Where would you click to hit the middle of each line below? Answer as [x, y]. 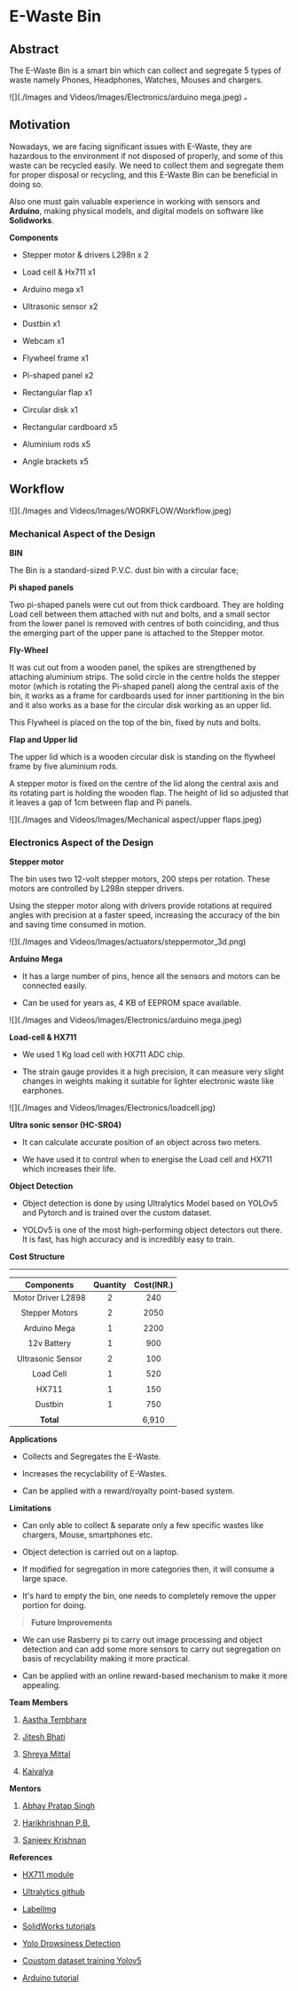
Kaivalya [38, 1772]
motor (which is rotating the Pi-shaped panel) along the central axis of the [144, 686]
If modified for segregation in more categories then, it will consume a [148, 1569]
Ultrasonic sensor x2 [60, 306]
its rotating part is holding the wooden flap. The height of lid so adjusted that [149, 792]
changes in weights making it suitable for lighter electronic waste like [148, 1081]
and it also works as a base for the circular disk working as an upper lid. [141, 705]
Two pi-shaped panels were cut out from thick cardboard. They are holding [146, 604]
